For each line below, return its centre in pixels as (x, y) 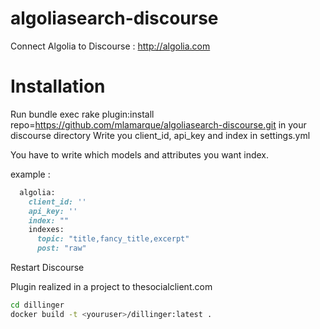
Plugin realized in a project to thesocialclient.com (111, 286)
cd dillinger (37, 305)
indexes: (46, 230)
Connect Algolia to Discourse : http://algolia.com (110, 46)
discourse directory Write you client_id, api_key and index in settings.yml (160, 135)
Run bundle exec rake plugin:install (82, 114)
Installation (58, 86)
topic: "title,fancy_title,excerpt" (113, 239)
